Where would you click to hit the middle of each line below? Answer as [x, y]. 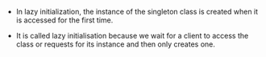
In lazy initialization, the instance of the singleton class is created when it [137, 12]
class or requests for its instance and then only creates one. [115, 44]
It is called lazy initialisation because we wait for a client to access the [132, 36]
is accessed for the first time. [64, 20]
